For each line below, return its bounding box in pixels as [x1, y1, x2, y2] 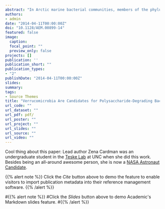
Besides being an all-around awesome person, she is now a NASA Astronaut [5, 159, 160, 165]
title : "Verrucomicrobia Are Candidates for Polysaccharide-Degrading [5, 99, 153, 104]
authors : [5, 12, 23, 17]
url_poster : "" [5, 117, 36, 122]
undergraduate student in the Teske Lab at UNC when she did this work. [5, 154, 151, 160]
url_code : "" [5, 103, 32, 108]
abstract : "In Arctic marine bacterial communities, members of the [5, 7, 148, 12]
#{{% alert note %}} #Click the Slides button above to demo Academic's [5, 194, 151, 200]
